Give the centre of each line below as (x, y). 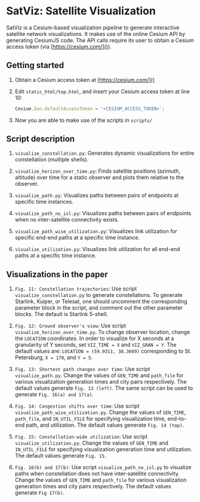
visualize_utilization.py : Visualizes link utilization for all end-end (97, 249)
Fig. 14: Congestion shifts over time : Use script (77, 406)
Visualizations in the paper (57, 274)
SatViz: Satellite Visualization (81, 11)
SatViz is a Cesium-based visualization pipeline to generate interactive (93, 27)
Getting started (35, 65)
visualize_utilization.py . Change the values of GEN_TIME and (92, 443)
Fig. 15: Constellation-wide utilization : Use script (81, 437)
